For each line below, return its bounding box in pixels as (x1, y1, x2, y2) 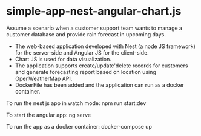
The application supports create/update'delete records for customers (15, 62, 188, 69)
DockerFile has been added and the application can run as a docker (15, 81, 185, 89)
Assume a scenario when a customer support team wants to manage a (6, 24, 183, 32)
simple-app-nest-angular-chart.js (6, 4, 182, 18)
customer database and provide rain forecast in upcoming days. (6, 30, 166, 38)
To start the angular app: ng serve (6, 111, 91, 118)
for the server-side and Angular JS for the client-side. (15, 49, 150, 56)
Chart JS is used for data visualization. (15, 55, 112, 63)
